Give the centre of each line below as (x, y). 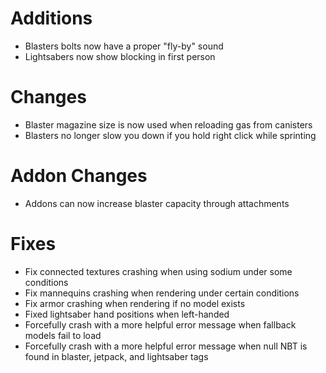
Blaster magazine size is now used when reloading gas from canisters (168, 124)
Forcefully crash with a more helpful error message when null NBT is (166, 346)
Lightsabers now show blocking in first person (120, 56)
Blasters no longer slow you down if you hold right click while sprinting (170, 135)
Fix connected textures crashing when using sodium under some (158, 271)
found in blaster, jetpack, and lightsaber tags (116, 356)
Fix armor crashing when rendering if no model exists (135, 303)
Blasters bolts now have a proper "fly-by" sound (124, 46)
